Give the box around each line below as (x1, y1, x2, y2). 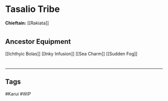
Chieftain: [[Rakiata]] (5, 20, 49, 26)
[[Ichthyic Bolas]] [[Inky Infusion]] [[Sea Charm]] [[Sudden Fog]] (5, 51, 137, 57)
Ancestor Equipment (5, 37, 71, 46)
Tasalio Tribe (5, 3, 60, 15)
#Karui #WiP (5, 91, 31, 97)
